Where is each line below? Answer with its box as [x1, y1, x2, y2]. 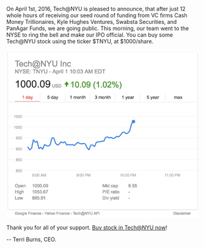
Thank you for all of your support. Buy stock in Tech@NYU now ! [6, 224, 168, 231]
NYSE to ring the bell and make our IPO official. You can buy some [6, 31, 173, 39]
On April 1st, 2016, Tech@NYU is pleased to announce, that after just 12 [6, 6, 186, 12]
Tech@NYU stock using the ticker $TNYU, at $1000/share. [6, 38, 154, 45]
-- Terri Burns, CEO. [6, 236, 57, 243]
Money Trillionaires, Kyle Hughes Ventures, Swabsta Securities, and [6, 18, 177, 25]
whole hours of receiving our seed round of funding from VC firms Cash [6, 12, 188, 19]
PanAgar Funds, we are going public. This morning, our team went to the [6, 24, 189, 32]
